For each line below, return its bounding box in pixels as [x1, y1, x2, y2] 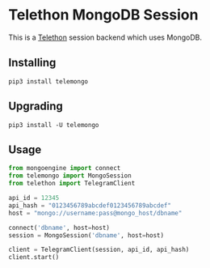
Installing [8, 56, 57, 70]
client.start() [8, 253, 60, 262]
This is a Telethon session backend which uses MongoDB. [8, 32, 202, 42]
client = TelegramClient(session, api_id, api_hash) [8, 245, 190, 254]
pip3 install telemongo [8, 77, 89, 86]
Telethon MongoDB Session [8, 6, 199, 24]
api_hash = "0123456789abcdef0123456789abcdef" [8, 201, 172, 210]
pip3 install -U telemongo [8, 121, 99, 129]
